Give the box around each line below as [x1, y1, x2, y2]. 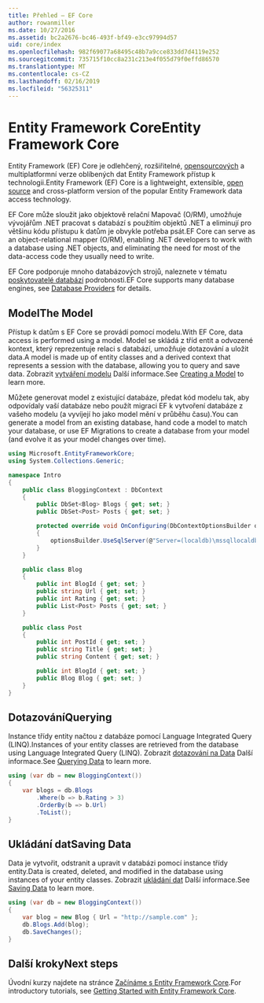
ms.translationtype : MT [8, 63, 86, 71]
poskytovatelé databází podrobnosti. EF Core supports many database [8, 275, 235, 285]
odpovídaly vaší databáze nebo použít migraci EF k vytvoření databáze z [8, 401, 244, 411]
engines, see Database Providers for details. [8, 284, 152, 293]
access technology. [8, 194, 71, 205]
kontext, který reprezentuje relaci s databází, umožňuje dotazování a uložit [8, 344, 249, 354]
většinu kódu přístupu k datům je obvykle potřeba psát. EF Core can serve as [8, 227, 255, 236]
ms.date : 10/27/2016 [8, 26, 76, 34]
